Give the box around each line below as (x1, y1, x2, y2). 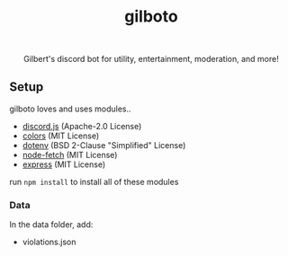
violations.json (22, 236, 76, 248)
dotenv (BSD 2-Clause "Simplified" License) (22, 139, 186, 150)
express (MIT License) (22, 159, 106, 170)
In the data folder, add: (9, 219, 94, 230)
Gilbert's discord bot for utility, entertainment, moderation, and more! (23, 53, 279, 64)
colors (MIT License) (22, 130, 100, 141)
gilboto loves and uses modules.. (9, 103, 132, 114)
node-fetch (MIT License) (22, 149, 118, 160)
